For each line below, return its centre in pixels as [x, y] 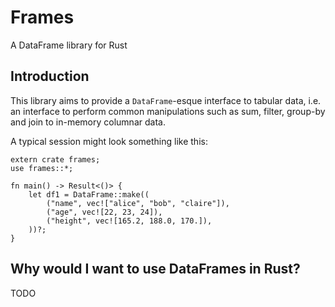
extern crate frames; [55, 159]
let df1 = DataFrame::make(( [89, 194]
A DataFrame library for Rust [69, 45]
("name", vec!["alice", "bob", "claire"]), [138, 203]
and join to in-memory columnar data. [88, 122]
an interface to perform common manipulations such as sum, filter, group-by [168, 111]
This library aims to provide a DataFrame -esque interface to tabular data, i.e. [166, 100]
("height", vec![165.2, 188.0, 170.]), [129, 221]
